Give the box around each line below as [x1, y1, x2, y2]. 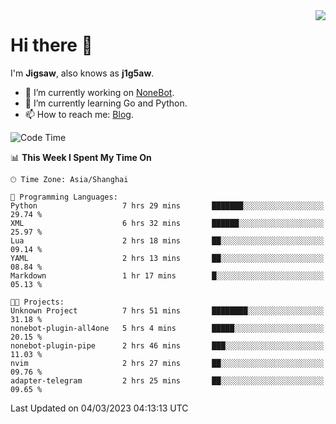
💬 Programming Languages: [10, 192, 118, 202]
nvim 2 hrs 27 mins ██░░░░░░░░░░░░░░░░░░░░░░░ [10, 358, 325, 368]
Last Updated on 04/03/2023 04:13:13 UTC [10, 402, 189, 414]
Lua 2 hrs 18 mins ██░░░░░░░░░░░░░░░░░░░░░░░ [10, 235, 325, 246]
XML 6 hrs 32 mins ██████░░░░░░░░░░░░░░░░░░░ [10, 218, 325, 228]
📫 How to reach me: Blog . [24, 108, 134, 120]
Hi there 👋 [10, 34, 93, 57]
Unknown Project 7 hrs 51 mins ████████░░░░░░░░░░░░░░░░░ [10, 305, 325, 316]
